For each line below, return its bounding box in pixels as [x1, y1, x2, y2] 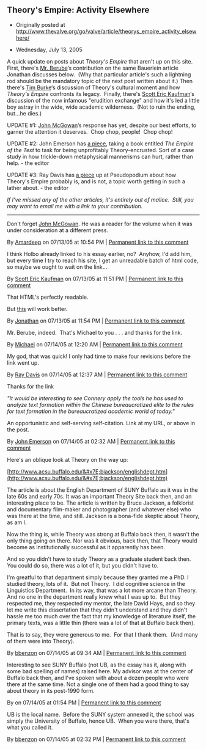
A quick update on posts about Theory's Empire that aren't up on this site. [7, 57, 193, 65]
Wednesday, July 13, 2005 [15, 46, 83, 53]
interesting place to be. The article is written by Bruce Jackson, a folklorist [7, 499, 194, 506]
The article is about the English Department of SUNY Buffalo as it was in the [7, 486, 198, 494]
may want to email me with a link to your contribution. [7, 202, 143, 210]
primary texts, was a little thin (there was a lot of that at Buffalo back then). [7, 619, 195, 626]
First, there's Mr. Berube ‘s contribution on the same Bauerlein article [7, 64, 179, 71]
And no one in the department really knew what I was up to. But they [7, 593, 181, 601]
